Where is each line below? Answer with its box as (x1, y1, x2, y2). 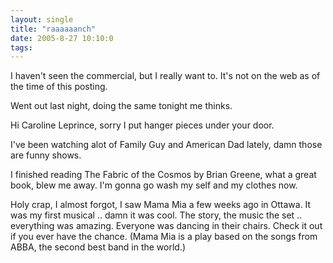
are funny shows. (10, 149, 82, 161)
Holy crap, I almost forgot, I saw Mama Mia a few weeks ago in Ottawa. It (10, 199, 312, 211)
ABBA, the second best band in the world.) (10, 241, 187, 253)
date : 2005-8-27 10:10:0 (10, 33, 114, 43)
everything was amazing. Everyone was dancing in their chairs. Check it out (10, 220, 323, 232)
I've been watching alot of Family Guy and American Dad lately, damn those (10, 139, 323, 151)
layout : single (10, 14, 74, 25)
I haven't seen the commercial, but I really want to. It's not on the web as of (10, 70, 321, 82)
